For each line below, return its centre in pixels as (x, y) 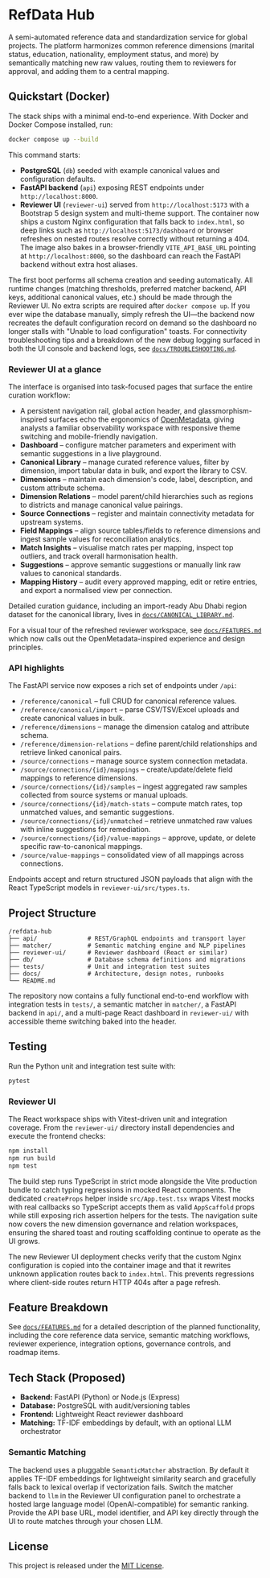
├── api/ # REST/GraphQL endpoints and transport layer (127, 939)
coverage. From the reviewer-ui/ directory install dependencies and (121, 1127)
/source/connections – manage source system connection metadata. (133, 761)
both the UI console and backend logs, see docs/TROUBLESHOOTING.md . (123, 348)
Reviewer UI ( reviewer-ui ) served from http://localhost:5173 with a (135, 204)
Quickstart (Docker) (59, 97)
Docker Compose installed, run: (61, 124)
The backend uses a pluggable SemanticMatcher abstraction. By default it (129, 1469)
